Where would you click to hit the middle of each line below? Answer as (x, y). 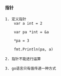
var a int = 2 (28, 24)
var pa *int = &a (31, 32)
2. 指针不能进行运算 (23, 59)
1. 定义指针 (16, 19)
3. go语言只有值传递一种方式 (30, 69)
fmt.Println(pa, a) (34, 49)
